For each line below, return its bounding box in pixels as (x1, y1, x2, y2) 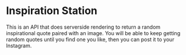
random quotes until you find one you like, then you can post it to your (6, 36, 175, 43)
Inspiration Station (6, 4, 97, 18)
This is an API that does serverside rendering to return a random (6, 23, 161, 30)
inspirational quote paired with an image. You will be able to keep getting (6, 29, 181, 36)
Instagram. (6, 42, 32, 49)
